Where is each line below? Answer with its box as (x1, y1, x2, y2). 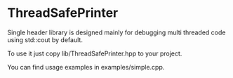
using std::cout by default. (7, 35, 83, 44)
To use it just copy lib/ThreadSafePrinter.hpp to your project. (7, 49, 182, 58)
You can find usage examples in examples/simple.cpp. (7, 63, 165, 71)
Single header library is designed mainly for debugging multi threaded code (7, 28, 226, 37)
